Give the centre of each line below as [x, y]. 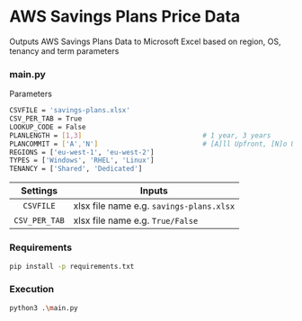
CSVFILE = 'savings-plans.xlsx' [70, 111]
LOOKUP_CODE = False [48, 127]
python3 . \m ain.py [44, 308]
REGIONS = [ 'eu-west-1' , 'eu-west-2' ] [82, 152]
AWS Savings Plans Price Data [125, 17]
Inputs [154, 191]
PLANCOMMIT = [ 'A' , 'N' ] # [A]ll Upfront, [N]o [148, 144]
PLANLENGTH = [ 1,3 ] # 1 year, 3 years [140, 135]
